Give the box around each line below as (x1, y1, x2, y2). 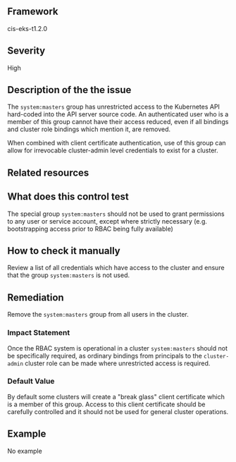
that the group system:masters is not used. (7, 271, 130, 279)
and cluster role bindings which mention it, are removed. (7, 125, 171, 133)
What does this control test (7, 190, 129, 203)
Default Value (7, 377, 55, 387)
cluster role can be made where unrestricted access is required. (24, 359, 211, 367)
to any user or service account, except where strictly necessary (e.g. (7, 217, 208, 225)
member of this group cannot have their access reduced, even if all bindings (7, 118, 229, 126)
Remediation (7, 291, 65, 303)
